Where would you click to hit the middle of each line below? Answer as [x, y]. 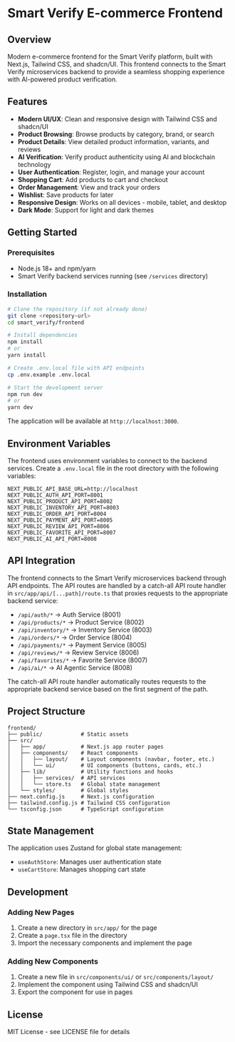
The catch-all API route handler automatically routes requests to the [107, 681]
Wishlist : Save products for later [66, 195]
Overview [30, 40]
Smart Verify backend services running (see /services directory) [113, 275]
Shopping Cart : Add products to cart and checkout [93, 179]
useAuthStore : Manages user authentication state [89, 862]
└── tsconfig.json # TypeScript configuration [85, 809]
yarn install [27, 355]
